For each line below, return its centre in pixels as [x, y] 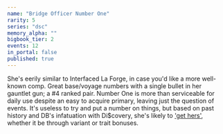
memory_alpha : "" [32, 33]
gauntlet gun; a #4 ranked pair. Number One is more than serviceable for [111, 93]
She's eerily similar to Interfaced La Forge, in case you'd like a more [104, 78]
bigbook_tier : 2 [30, 40]
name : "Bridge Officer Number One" [59, 14]
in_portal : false [32, 53]
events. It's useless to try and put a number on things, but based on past [111, 108]
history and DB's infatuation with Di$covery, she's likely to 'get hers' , [105, 115]
